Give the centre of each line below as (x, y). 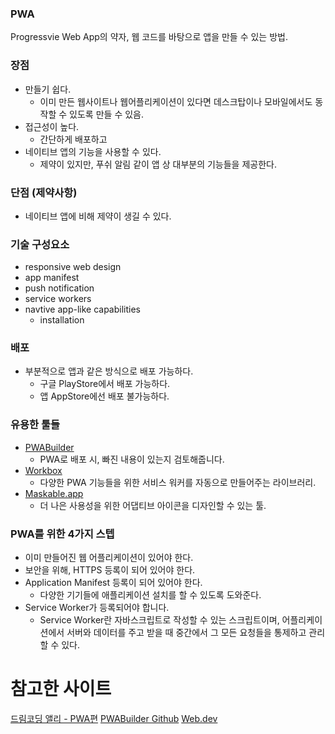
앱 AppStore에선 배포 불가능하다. (104, 396)
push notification (59, 288)
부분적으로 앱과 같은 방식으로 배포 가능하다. (109, 371)
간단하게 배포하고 (73, 139)
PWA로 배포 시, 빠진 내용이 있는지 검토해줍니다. (132, 459)
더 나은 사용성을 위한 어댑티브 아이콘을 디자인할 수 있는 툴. (153, 505)
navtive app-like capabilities (82, 309)
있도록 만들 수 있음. (106, 114)
